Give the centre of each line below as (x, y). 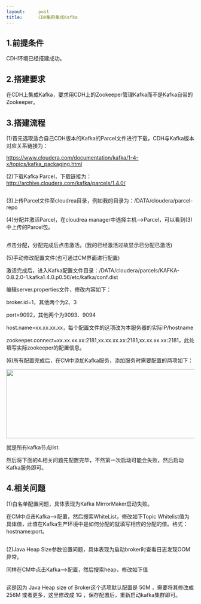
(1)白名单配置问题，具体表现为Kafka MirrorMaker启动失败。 (80, 504)
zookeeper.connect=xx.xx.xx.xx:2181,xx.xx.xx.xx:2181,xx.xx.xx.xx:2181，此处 (100, 340)
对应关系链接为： (27, 145)
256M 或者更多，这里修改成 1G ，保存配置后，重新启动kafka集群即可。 (94, 594)
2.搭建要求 (26, 79)
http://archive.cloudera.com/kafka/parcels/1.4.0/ (66, 183)
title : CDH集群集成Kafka (42, 17)
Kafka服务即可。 (26, 467)
